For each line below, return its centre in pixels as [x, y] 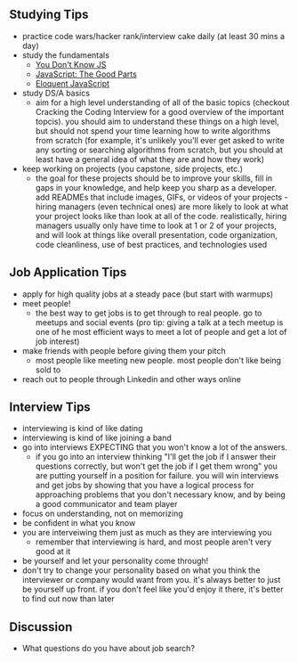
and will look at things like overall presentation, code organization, [156, 234]
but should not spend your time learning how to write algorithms [153, 131]
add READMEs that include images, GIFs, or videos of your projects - [161, 197]
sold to [48, 370]
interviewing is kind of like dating [82, 429]
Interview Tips [50, 408]
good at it [53, 552]
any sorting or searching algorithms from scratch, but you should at [159, 150]
